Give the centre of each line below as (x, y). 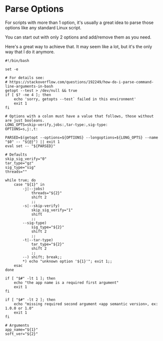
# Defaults (16, 155)
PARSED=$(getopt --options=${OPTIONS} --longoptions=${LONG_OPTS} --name (82, 138)
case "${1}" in (29, 184)
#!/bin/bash (17, 60)
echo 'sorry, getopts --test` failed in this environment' (75, 99)
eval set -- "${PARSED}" (30, 146)
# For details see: (25, 78)
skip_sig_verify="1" (52, 210)
